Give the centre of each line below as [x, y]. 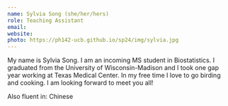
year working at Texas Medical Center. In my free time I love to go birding [114, 76]
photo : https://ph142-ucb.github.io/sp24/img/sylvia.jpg [93, 40]
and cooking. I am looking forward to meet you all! [80, 83]
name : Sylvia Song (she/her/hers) [58, 14]
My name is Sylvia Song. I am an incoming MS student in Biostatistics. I [111, 60]
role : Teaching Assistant [45, 20]
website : [20, 34]
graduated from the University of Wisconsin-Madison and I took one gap [113, 68]
